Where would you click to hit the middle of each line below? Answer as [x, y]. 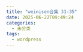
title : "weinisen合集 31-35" [42, 12]
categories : [21, 23]
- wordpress [27, 39]
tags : [13, 34]
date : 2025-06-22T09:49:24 [40, 17]
